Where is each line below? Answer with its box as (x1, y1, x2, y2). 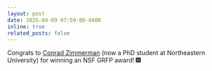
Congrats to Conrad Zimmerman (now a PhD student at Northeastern (7, 49, 206, 57)
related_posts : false (7, 29, 70, 37)
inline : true (7, 23, 45, 30)
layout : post (7, 10, 45, 17)
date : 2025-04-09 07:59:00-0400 (7, 17, 101, 24)
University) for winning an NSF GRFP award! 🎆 (7, 56, 141, 65)
